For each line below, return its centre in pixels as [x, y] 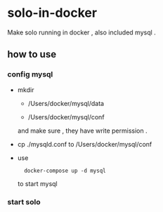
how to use [32, 54]
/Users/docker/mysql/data [66, 103]
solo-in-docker [52, 13]
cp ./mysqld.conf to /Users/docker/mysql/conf [85, 144]
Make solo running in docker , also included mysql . [81, 32]
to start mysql [37, 183]
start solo [24, 201]
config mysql [30, 74]
